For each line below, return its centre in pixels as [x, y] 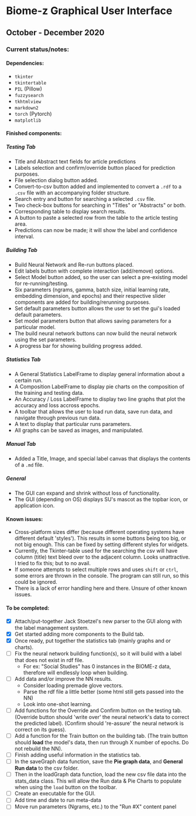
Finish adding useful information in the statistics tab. [78, 755]
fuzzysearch [29, 95]
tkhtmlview [28, 102]
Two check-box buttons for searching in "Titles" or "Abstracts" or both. [100, 205]
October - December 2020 [55, 33]
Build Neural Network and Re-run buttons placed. [74, 265]
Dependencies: [25, 63]
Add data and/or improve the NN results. [63, 679]
